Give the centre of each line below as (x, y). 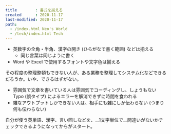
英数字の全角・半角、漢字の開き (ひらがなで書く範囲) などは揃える (83, 49)
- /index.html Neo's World (39, 29)
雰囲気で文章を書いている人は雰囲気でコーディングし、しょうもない (84, 90)
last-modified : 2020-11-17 (34, 19)
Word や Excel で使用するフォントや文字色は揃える (66, 62)
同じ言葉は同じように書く (47, 55)
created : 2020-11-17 (34, 15)
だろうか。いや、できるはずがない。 (43, 79)
